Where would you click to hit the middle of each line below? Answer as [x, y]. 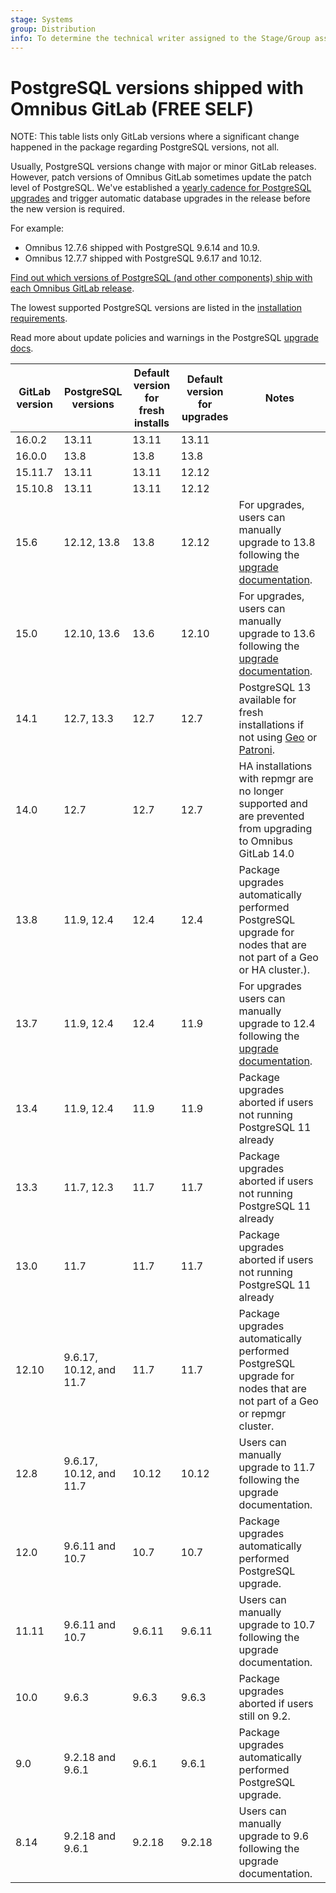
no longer [261, 791]
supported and [273, 804]
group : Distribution [53, 29]
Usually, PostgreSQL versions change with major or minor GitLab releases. [163, 167]
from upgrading [275, 829]
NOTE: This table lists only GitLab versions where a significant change [155, 137]
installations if [271, 725]
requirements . [39, 318]
